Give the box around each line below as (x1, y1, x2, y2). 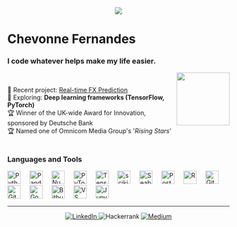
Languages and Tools (7, 154, 83, 164)
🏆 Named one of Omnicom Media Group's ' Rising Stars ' (7, 127, 171, 135)
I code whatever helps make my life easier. (7, 56, 157, 66)
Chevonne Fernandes (7, 31, 136, 47)
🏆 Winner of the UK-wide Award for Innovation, (7, 109, 146, 117)
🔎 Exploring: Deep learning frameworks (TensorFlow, (7, 93, 164, 102)
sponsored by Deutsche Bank (7, 119, 93, 128)
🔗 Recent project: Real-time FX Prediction (7, 86, 128, 94)
